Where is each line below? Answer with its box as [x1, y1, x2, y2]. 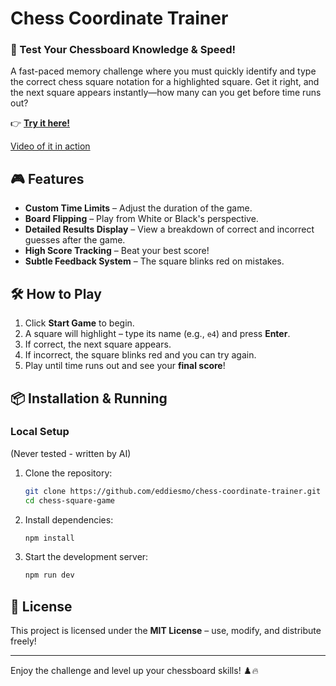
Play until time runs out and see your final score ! [24, 360, 226, 372]
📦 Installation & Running [10, 390, 168, 407]
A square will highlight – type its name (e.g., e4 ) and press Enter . [24, 328, 291, 340]
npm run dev [24, 570, 75, 581]
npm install [24, 533, 75, 543]
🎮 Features [10, 170, 85, 187]
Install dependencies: [24, 513, 114, 526]
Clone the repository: [24, 467, 113, 479]
